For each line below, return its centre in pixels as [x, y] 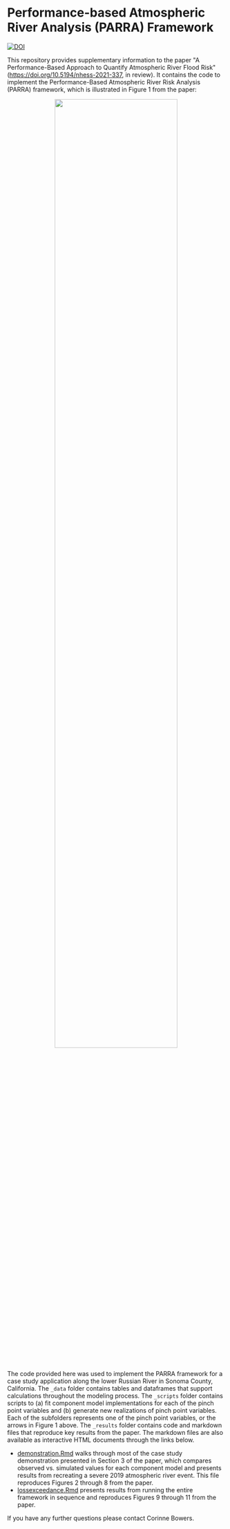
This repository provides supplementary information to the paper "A [104, 59]
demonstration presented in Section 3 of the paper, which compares [114, 1461]
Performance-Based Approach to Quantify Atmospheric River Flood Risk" [112, 67]
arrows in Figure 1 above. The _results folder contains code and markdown [115, 1425]
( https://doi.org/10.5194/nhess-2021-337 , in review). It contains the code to [114, 75]
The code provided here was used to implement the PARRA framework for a [115, 1373]
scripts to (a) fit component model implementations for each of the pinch [111, 1403]
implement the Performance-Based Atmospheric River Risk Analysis [104, 82]
